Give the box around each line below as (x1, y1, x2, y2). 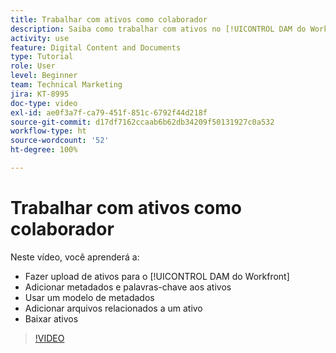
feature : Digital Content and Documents (10, 42, 182, 53)
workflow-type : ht (10, 126, 87, 136)
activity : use (10, 33, 70, 43)
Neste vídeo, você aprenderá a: (10, 251, 140, 263)
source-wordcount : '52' (10, 136, 110, 146)
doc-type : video (10, 98, 78, 108)
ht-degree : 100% (10, 145, 78, 155)
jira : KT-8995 (10, 89, 70, 99)
